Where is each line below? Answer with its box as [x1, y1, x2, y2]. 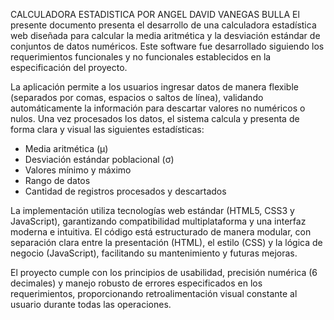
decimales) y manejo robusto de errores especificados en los [10, 277, 263, 289]
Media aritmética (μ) [24, 143, 109, 154]
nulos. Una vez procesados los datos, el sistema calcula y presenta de [10, 113, 300, 124]
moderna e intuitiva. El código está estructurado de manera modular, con [10, 226, 312, 238]
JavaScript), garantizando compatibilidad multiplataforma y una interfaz [10, 215, 307, 227]
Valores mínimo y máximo [24, 164, 132, 176]
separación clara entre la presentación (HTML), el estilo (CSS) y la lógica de [10, 237, 323, 248]
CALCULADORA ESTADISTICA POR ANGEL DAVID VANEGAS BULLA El [10, 9, 300, 20]
